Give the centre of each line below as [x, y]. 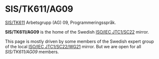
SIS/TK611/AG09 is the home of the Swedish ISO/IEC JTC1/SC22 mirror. [77, 32]
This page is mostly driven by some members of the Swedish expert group [79, 41]
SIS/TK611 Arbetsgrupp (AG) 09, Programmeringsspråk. [61, 22]
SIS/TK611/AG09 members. [32, 52]
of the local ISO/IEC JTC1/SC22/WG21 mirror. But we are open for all [73, 46]
